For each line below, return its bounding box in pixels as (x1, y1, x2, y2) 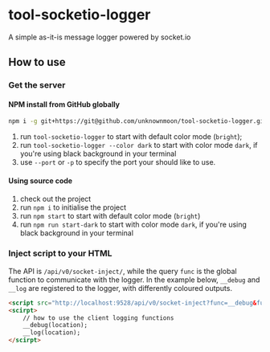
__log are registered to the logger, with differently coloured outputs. (8, 283, 233, 293)
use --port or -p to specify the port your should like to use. (19, 158, 216, 167)
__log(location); (22, 329, 81, 337)
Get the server (8, 80, 66, 91)
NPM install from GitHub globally (8, 99, 121, 109)
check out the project (19, 194, 92, 203)
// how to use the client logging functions (22, 313, 174, 322)
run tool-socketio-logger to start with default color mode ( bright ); (19, 132, 243, 141)
